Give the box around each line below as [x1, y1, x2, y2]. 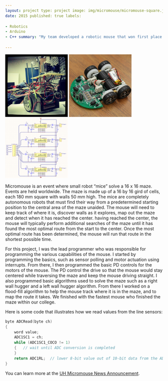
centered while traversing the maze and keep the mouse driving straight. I [5, 272, 157, 278]
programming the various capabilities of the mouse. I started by [5, 251, 136, 257]
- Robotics [5, 24, 28, 29]
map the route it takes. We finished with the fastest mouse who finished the [5, 293, 161, 299]
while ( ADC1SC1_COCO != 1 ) [14, 340, 70, 345]
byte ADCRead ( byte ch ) [5, 319, 52, 324]
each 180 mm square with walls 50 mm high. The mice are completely [5, 193, 149, 199]
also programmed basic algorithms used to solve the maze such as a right [5, 277, 157, 283]
